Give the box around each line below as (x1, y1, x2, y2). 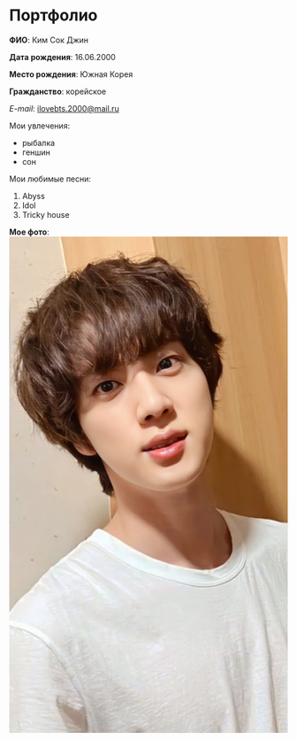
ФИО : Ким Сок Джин (9, 35, 89, 45)
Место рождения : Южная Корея (9, 68, 133, 80)
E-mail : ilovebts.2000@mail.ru (9, 103, 119, 113)
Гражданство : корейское (9, 86, 107, 96)
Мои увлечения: (9, 120, 71, 131)
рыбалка (21, 137, 56, 148)
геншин (21, 147, 51, 158)
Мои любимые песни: (9, 174, 91, 184)
